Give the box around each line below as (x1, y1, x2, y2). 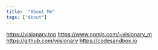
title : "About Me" (6, 8, 55, 15)
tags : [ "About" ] (6, 14, 47, 20)
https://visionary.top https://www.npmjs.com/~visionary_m (6, 30, 152, 37)
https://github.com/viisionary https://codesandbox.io (6, 37, 137, 44)
